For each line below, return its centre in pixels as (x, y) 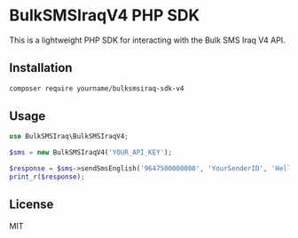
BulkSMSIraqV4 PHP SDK (105, 16)
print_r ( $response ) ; (47, 177)
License (31, 205)
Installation (41, 68)
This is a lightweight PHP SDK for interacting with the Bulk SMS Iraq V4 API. (147, 40)
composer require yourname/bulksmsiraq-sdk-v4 (97, 88)
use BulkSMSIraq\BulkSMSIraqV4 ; (69, 137)
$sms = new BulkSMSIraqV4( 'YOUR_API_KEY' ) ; (91, 153)
